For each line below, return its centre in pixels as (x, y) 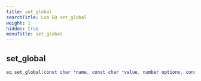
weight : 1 (19, 23)
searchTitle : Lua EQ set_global (46, 17)
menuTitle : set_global (34, 34)
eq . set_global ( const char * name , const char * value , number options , (95, 72)
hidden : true (22, 28)
